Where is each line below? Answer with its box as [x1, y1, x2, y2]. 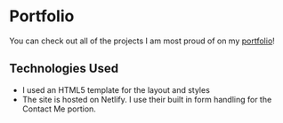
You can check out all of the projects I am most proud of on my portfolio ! [9, 35, 276, 46]
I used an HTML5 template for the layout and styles [21, 84, 211, 95]
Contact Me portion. [21, 104, 96, 114]
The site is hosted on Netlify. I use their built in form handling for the [21, 94, 272, 104]
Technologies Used [9, 61, 118, 76]
